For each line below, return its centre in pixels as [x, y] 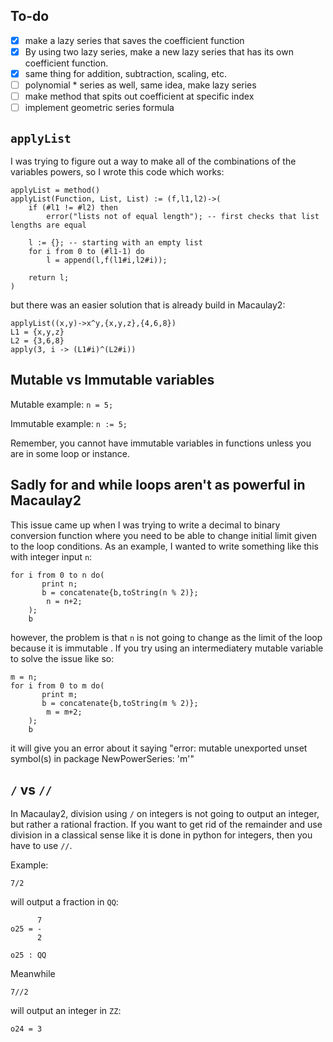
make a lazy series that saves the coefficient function [134, 40]
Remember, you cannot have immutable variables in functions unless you [161, 443]
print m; [59, 694]
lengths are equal [48, 225]
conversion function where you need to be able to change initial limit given [163, 535]
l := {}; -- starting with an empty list [115, 243]
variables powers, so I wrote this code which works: [117, 172]
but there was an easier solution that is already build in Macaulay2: [148, 305]
